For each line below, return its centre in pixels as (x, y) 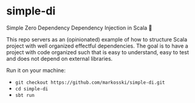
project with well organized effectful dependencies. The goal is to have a (97, 46)
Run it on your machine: (36, 70)
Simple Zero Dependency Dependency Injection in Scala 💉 (79, 28)
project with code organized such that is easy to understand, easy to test (98, 52)
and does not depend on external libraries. (60, 58)
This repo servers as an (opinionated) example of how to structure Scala (97, 39)
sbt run (25, 95)
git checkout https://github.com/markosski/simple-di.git (90, 83)
